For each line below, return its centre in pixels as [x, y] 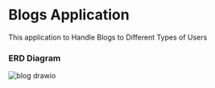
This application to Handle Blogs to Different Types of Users [108, 37]
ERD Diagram [35, 58]
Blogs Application [69, 15]
